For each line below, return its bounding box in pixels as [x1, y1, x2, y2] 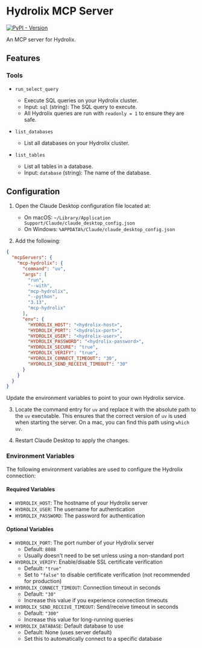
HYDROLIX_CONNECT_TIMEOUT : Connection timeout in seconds [14, 584, 161, 591]
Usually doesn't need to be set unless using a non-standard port [24, 552, 185, 559]
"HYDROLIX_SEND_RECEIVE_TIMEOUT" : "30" [28, 361, 128, 367]
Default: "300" [24, 609, 59, 617]
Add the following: [14, 237, 61, 245]
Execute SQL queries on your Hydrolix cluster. [24, 96, 139, 104]
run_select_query [14, 86, 59, 92]
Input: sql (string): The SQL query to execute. [24, 103, 137, 110]
